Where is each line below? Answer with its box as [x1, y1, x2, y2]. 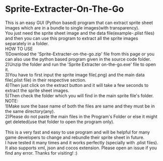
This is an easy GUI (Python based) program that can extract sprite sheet [5, 20, 153, 26]
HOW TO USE [5, 46, 33, 52]
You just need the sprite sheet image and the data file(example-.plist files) [5, 30, 155, 36]
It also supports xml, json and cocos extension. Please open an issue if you [5, 145, 157, 151]
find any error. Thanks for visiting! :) [5, 150, 78, 156]
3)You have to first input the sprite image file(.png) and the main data [5, 72, 145, 78]
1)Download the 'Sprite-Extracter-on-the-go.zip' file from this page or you [5, 51, 155, 57]
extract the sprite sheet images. [5, 87, 70, 93]
